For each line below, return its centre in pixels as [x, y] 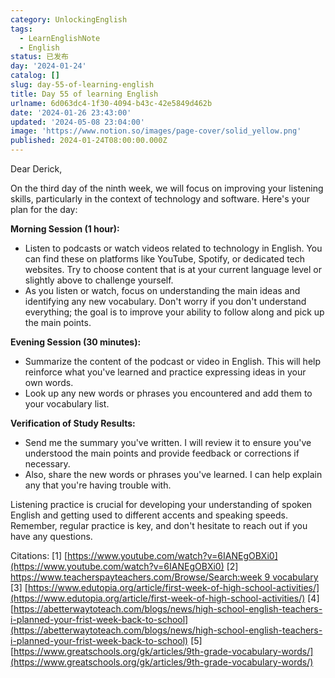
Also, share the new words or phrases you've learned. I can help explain [173, 474]
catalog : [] [35, 76]
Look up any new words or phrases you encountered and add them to [168, 393]
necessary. [47, 464]
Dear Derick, [36, 169]
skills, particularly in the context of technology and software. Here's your [160, 199]
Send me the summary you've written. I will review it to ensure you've [168, 442]
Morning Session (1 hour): [65, 229]
